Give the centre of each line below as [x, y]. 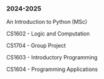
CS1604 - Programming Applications [52, 69]
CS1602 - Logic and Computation [48, 34]
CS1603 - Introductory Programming [52, 58]
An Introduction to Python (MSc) [47, 22]
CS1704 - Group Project [36, 46]
